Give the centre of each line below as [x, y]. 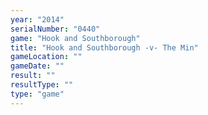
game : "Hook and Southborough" [75, 38]
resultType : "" [42, 85]
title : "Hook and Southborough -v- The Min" [104, 47]
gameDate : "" [37, 66]
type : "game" [37, 94]
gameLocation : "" [46, 57]
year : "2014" [37, 19]
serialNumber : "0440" [55, 29]
